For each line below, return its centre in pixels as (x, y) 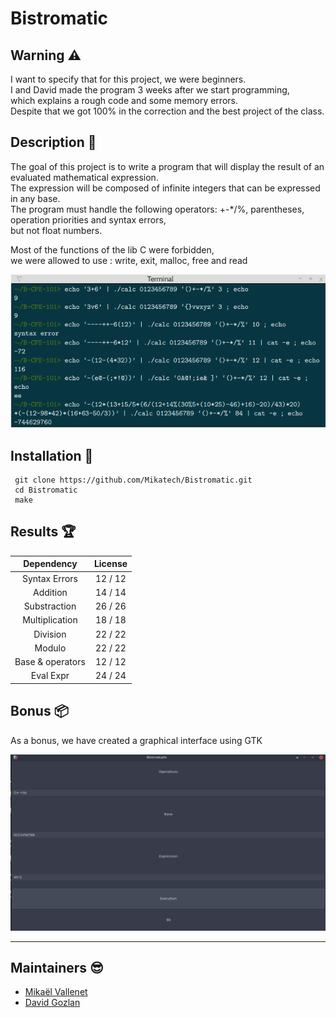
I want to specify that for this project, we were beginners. (128, 79)
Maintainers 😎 (57, 967)
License (110, 564)
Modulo (50, 648)
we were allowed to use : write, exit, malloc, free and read (129, 260)
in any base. (35, 198)
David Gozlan (52, 1003)
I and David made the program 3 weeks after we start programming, (150, 90)
